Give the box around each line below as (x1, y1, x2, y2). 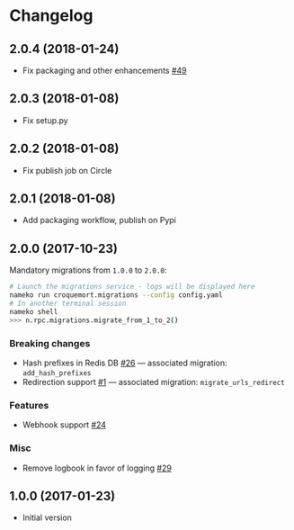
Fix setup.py (22, 114, 69, 126)
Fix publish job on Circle (22, 165, 112, 175)
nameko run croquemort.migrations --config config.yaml (9, 291, 223, 300)
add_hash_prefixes (22, 368, 92, 378)
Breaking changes (9, 337, 91, 349)
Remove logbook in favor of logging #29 (22, 463, 173, 473)
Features (9, 399, 49, 411)
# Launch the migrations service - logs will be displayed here (9, 283, 255, 292)
